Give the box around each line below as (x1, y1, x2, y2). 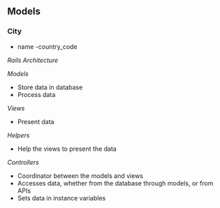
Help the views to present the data (17, 144, 117, 153)
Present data (17, 117, 54, 126)
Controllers (7, 158, 40, 166)
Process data (17, 90, 56, 98)
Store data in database (17, 83, 83, 91)
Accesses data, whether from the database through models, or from (17, 179, 214, 187)
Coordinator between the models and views (17, 171, 143, 180)
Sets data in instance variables (17, 193, 106, 202)
